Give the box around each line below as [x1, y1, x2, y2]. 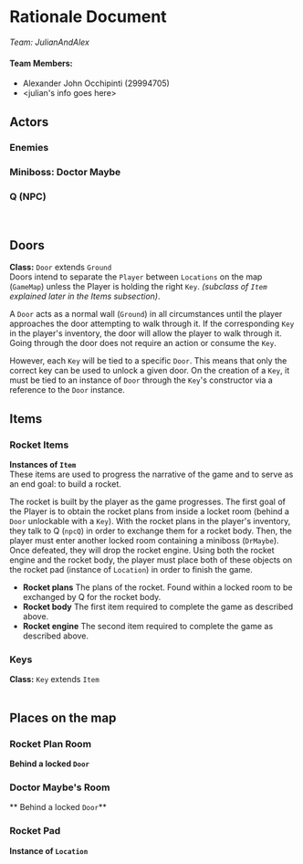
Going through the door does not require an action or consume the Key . [9, 338, 277, 349]
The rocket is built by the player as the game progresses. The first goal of [9, 496, 286, 508]
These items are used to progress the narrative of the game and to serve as [9, 469, 294, 480]
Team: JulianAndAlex [9, 37, 89, 47]
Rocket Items [9, 438, 69, 451]
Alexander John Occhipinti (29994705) [22, 78, 171, 89]
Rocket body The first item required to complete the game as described [22, 601, 294, 613]
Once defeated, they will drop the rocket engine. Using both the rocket [9, 545, 276, 556]
